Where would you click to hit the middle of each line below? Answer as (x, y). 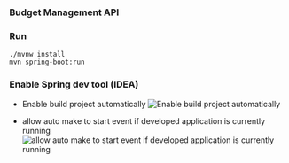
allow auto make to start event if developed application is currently (144, 120)
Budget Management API (64, 12)
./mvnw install (37, 55)
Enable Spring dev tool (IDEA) (74, 84)
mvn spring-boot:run (47, 62)
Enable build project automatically (84, 104)
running (36, 130)
